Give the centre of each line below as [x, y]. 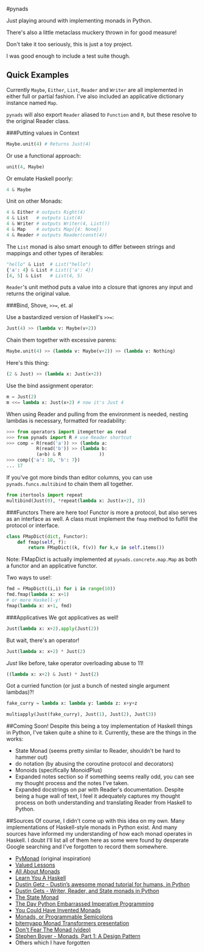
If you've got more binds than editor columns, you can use [79, 477]
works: [15, 739]
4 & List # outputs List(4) [45, 218]
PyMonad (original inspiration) [53, 859]
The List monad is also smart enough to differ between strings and [91, 247]
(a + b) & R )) [70, 454]
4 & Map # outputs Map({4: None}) [54, 230]
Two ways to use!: [29, 577]
